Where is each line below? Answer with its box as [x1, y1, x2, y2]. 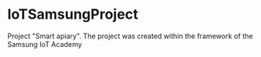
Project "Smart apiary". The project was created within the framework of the [7, 31, 253, 41]
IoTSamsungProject [7, 5, 139, 23]
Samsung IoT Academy [7, 39, 82, 48]
